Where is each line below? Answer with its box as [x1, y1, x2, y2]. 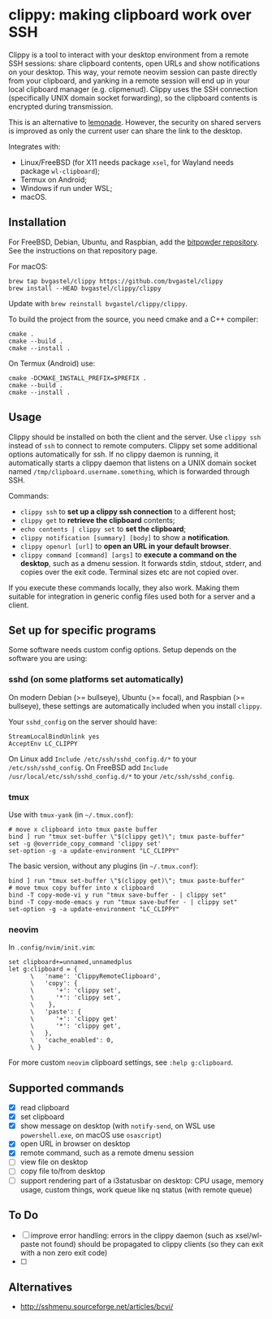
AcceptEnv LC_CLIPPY [8, 739, 79, 748]
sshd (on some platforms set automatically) [8, 674, 184, 685]
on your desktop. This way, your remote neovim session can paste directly [8, 67, 257, 76]
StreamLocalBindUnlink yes [8, 733, 100, 741]
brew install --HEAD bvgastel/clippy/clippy [8, 284, 162, 292]
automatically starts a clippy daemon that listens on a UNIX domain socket [8, 457, 257, 468]
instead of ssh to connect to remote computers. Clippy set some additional [8, 440, 257, 450]
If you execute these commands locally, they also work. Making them [8, 582, 240, 592]
